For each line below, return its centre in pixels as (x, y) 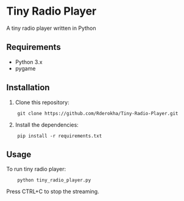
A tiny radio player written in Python (51, 28)
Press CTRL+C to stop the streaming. (53, 192)
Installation (28, 87)
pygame (25, 68)
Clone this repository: (42, 102)
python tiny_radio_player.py (54, 180)
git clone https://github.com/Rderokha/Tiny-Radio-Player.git (98, 113)
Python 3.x (29, 62)
